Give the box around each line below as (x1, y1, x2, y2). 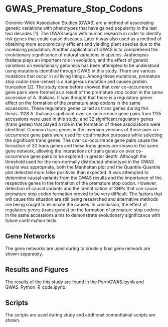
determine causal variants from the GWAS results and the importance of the (5, 175, 162, 181)
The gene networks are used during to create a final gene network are (5, 245, 150, 252)
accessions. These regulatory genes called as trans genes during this (5, 105, 149, 111)
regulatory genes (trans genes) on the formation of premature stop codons (5, 207, 160, 213)
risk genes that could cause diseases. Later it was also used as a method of (5, 36, 162, 42)
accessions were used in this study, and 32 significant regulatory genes (5, 116, 154, 122)
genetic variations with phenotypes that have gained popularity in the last (5, 25, 157, 31)
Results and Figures (5, 265, 69, 274)
